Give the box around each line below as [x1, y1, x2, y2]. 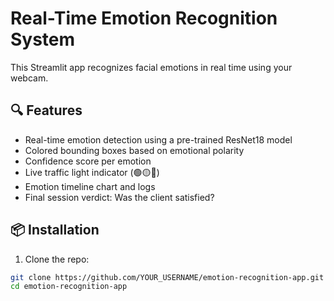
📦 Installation [10, 222, 100, 239]
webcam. [10, 72, 49, 84]
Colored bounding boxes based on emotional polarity [24, 144, 245, 156]
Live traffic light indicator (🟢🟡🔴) [24, 166, 160, 178]
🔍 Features [10, 102, 83, 119]
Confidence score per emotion [24, 155, 152, 167]
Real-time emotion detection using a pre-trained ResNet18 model [24, 133, 293, 146]
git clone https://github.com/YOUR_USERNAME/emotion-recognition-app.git [10, 272, 325, 282]
